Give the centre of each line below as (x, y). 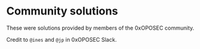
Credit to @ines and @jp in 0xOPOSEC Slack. (62, 39)
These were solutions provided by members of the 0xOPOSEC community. (100, 28)
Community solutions (62, 11)
